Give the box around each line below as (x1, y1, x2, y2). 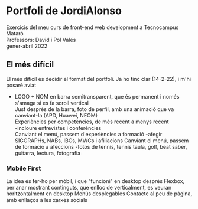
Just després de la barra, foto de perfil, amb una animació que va (14, 105, 174, 113)
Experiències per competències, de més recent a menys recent (14, 118, 170, 125)
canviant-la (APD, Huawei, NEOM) (14, 112, 98, 119)
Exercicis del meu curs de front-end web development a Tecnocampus (6, 24, 179, 31)
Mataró (6, 30, 24, 37)
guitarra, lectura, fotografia (14, 149, 81, 156)
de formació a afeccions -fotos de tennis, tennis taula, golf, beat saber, (14, 143, 187, 150)
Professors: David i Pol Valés (6, 36, 76, 43)
